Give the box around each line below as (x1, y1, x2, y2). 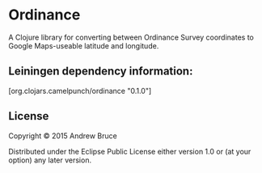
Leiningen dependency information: (8, 65, 193, 78)
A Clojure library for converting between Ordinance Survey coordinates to (8, 32, 255, 42)
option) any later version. (8, 155, 91, 165)
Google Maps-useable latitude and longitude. (8, 40, 159, 50)
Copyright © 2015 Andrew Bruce (8, 131, 117, 141)
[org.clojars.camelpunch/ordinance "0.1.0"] (8, 86, 152, 95)
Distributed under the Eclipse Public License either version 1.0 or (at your (8, 146, 251, 156)
